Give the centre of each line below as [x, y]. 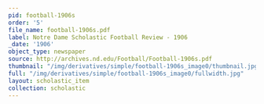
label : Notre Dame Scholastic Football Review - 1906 [98, 37]
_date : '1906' [31, 45]
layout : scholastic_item [49, 81]
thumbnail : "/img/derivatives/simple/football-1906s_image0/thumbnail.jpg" [135, 66]
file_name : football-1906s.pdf [59, 30]
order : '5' [26, 23]
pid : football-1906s [42, 15]
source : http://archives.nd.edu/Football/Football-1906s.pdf [110, 59]
